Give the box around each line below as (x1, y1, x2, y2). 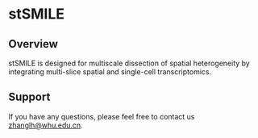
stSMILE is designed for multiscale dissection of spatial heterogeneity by (8, 58, 250, 68)
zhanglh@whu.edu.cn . (8, 120, 83, 130)
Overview (8, 37, 59, 51)
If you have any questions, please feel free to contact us (8, 111, 195, 121)
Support (8, 90, 51, 104)
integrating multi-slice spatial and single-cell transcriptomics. (8, 67, 212, 77)
